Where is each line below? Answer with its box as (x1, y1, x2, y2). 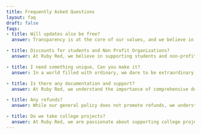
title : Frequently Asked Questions (6, 8, 95, 15)
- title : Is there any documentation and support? (6, 81, 135, 87)
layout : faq (6, 14, 36, 20)
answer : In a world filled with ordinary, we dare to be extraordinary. (11, 70, 197, 76)
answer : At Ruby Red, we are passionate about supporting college (11, 119, 181, 125)
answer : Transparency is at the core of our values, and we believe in (11, 37, 194, 43)
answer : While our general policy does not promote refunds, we (11, 103, 175, 109)
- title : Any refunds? (6, 97, 63, 103)
